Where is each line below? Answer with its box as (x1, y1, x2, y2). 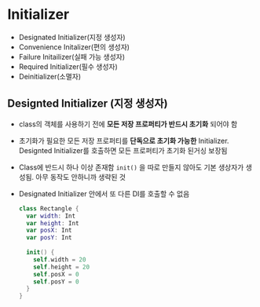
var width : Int (26, 212, 76, 220)
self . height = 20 (33, 263, 90, 271)
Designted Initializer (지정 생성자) (7, 97, 168, 111)
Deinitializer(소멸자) (18, 71, 82, 81)
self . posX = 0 (33, 270, 79, 278)
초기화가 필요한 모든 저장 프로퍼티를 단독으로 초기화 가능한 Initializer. (18, 136, 229, 145)
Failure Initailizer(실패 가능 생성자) (18, 52, 126, 61)
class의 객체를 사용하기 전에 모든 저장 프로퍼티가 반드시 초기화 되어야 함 (18, 119, 238, 129)
